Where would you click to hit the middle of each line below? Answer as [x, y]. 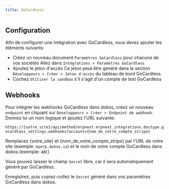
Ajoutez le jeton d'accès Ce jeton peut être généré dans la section [81, 68]
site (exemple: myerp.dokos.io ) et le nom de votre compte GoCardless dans [84, 147]
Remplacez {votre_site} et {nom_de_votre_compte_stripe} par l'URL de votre [84, 141]
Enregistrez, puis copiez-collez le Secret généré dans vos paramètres [78, 177]
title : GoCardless [25, 10]
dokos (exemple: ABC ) [27, 152]
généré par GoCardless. [30, 167]
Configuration [28, 31]
